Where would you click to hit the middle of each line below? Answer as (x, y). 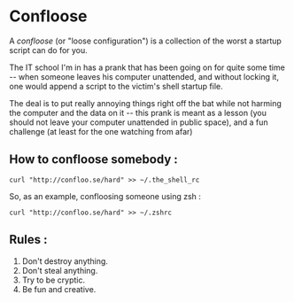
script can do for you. (49, 50)
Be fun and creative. (59, 289)
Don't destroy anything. (65, 261)
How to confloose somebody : (94, 160)
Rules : (28, 240)
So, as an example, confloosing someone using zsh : (105, 196)
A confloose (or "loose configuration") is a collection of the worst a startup (145, 41)
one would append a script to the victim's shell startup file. (116, 86)
